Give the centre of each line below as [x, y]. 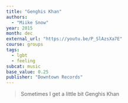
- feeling [23, 61]
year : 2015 [19, 28]
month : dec [19, 34]
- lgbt [19, 55]
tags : [13, 50]
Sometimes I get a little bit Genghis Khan [70, 94]
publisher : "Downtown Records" [45, 77]
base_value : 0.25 [27, 72]
